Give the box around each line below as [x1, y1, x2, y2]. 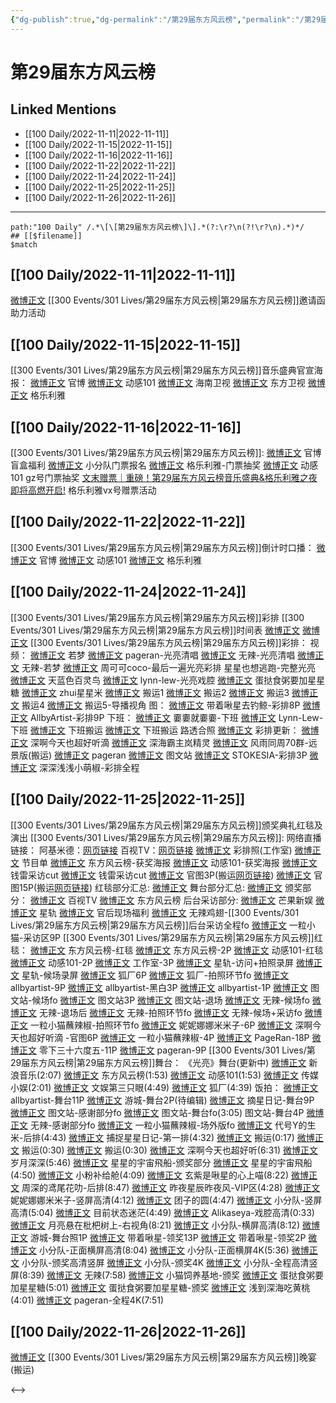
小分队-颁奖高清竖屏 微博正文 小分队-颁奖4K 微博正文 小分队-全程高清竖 [21, 1256, 318, 1268]
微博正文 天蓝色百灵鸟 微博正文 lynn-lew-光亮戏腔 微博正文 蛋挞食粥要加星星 [10, 674, 326, 686]
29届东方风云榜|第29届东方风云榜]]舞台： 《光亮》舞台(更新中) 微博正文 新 [10, 1056, 318, 1068]
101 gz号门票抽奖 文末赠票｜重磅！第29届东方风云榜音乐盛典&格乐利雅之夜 [10, 472, 318, 484]
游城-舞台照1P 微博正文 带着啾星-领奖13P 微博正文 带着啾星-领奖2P [29, 1231, 307, 1243]
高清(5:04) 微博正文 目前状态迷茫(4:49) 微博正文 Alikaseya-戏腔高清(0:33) [10, 1206, 315, 1218]
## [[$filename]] [10, 231, 83, 241]
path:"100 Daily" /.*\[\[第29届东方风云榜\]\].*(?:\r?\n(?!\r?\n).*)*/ [10, 222, 305, 232]
